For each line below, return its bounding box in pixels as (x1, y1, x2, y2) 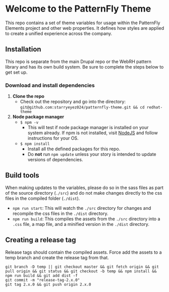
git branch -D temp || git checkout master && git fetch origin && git (5, 264, 159, 269)
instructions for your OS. (27, 135, 79, 141)
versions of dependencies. (27, 157, 83, 163)
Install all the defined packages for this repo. (27, 146, 121, 152)
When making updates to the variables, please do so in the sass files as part (5, 185, 164, 191)
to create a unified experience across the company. (5, 30, 112, 36)
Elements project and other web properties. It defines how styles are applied (5, 25, 164, 31)
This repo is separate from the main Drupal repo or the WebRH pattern (5, 59, 152, 65)
